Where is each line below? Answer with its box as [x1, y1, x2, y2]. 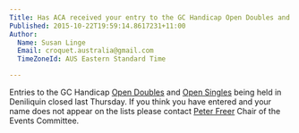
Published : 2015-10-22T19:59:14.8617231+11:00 [9, 21, 186, 30]
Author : [9, 29, 38, 38]
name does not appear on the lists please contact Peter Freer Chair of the [9, 106, 281, 116]
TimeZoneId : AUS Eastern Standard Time [17, 54, 167, 63]
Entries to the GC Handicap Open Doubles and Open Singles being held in [9, 87, 282, 97]
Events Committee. [9, 115, 80, 126]
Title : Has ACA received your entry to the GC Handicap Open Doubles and [9, 12, 291, 22]
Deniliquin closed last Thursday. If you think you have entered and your [9, 96, 271, 107]
